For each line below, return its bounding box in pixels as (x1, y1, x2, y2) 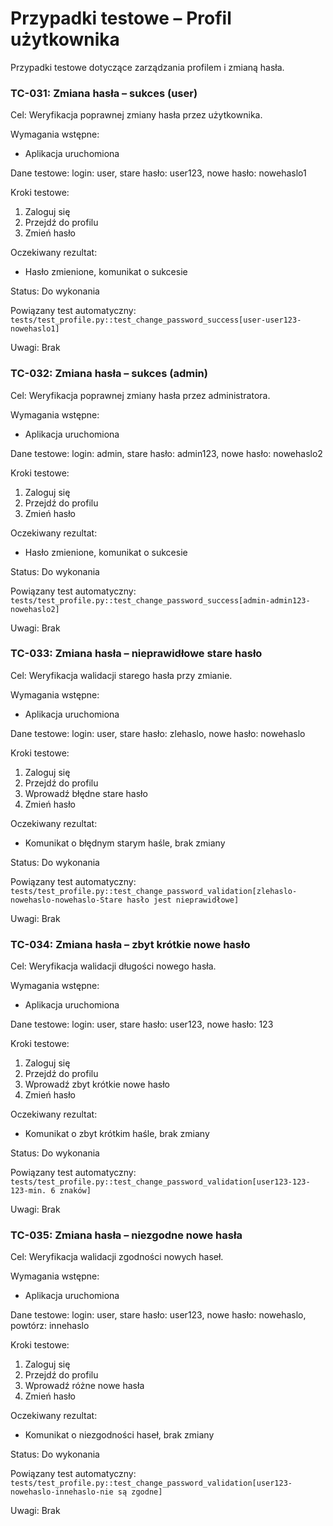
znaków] (59, 1186, 92, 1196)
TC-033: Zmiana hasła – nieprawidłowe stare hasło (10, 647, 263, 661)
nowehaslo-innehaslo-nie (10, 1487, 114, 1497)
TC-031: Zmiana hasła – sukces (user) (10, 86, 198, 100)
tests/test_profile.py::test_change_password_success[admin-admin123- (10, 595, 311, 606)
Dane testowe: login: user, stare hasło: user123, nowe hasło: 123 (10, 1018, 274, 1031)
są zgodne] (117, 1487, 163, 1497)
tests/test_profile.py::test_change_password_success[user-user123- (10, 315, 302, 326)
